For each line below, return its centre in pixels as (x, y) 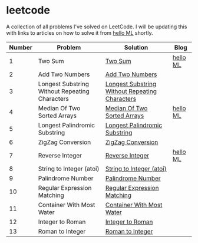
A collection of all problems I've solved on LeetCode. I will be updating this (97, 27)
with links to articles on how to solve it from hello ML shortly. (80, 32)
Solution (136, 47)
